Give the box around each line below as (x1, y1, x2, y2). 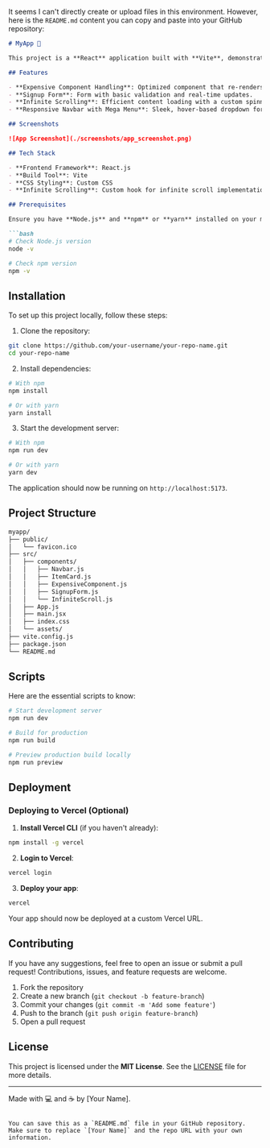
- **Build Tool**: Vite (8, 171, 88, 180)
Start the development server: (19, 423, 120, 433)
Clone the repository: (19, 326, 91, 336)
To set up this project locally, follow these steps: (8, 310, 168, 321)
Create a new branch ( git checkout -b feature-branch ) (19, 991, 205, 1001)
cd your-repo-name (8, 350, 70, 358)
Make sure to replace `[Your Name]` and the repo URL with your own (8, 1126, 243, 1134)
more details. (8, 1070, 52, 1080)
